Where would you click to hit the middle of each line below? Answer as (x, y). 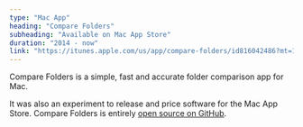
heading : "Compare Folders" (62, 26)
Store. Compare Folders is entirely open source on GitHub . (118, 113)
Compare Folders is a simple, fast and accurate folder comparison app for (147, 77)
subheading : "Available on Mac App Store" (90, 34)
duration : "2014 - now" (54, 43)
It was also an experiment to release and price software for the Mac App (143, 104)
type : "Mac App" (40, 18)
